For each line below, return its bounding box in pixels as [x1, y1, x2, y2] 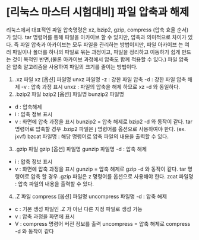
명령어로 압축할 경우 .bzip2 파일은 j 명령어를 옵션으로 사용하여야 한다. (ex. [14, 125, 186, 132]
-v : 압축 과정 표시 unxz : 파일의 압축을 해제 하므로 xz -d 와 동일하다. [21, 83, 180, 90]
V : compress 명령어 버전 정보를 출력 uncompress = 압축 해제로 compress [14, 220, 191, 227]
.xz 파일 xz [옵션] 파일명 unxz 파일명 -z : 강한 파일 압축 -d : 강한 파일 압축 [14, 75, 187, 83]
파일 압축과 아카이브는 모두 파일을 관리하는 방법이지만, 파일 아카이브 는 [20, 41, 184, 48]
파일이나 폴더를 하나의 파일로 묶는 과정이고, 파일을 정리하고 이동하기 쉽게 [12, 48, 181, 55]
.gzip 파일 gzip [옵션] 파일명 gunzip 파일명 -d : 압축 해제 [14, 145, 147, 152]
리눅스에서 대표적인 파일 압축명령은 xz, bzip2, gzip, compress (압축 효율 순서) [6, 26, 189, 33]
